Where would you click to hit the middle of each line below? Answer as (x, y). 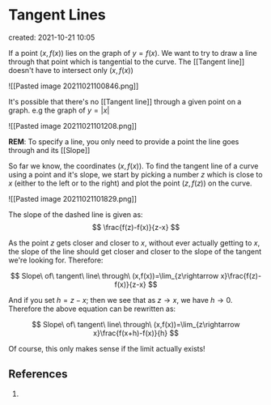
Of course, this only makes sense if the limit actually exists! (107, 348)
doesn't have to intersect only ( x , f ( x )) (71, 70)
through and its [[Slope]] (49, 150)
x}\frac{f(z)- (241, 275)
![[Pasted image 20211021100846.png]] (74, 86)
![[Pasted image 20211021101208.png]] (73, 126)
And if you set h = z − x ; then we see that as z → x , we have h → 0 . (121, 300)
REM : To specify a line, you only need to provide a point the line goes (124, 141)
